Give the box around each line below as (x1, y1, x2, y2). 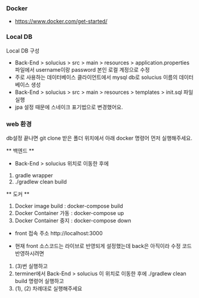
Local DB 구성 (6, 47, 40, 54)
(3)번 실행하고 (14, 262, 48, 269)
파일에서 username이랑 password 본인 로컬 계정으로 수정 (14, 66, 150, 73)
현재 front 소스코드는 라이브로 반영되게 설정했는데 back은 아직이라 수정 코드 (14, 242, 192, 249)
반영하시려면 (14, 250, 45, 257)
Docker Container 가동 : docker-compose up (14, 209, 124, 216)
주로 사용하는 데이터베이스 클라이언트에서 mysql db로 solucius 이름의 (14, 73, 178, 81)
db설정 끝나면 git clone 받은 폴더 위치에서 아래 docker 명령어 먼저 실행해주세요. (6, 134, 192, 142)
